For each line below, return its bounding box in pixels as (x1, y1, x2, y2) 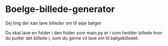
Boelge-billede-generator (5, 3, 115, 15)
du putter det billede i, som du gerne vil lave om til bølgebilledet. (5, 35, 139, 41)
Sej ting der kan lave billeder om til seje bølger (5, 20, 102, 26)
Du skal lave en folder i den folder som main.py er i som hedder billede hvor (5, 29, 163, 35)
